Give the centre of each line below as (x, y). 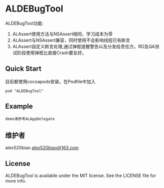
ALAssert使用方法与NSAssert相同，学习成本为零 (62, 34)
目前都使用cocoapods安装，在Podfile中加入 (50, 81)
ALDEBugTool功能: (24, 23)
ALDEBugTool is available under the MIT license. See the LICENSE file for (81, 175)
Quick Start (23, 69)
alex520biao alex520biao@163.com (42, 148)
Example (19, 107)
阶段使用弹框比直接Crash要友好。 (52, 53)
